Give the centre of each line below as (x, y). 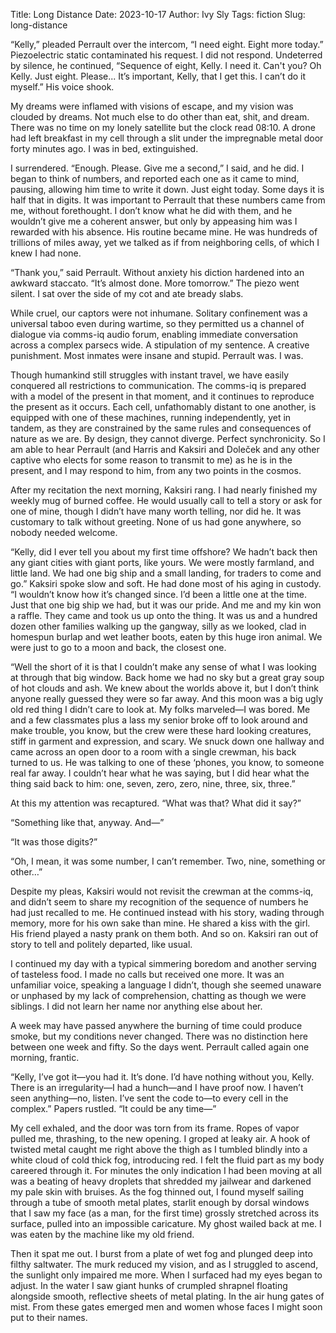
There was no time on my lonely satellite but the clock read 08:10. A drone (163, 127)
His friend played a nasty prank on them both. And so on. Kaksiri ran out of (164, 933)
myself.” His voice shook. (62, 87)
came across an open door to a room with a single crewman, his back (153, 752)
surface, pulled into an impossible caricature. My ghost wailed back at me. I (166, 1223)
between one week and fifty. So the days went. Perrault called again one (160, 1047)
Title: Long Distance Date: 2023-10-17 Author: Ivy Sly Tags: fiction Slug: (158, 14)
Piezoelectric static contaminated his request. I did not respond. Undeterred (166, 55)
